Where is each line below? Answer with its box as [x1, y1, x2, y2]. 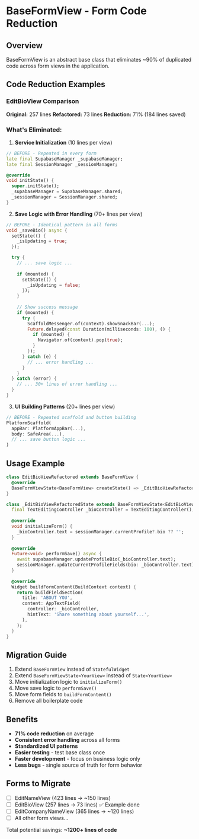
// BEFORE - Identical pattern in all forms [6, 222, 118, 228]
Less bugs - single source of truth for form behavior [14, 761, 143, 768]
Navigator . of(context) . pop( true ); [37, 337, 123, 343]
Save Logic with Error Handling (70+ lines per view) [14, 210, 143, 217]
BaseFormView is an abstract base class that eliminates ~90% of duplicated [6, 56, 192, 63]
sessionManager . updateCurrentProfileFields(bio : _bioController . [17, 562, 182, 568]
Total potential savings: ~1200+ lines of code [6, 827, 117, 834]
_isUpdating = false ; [27, 282, 81, 288]
